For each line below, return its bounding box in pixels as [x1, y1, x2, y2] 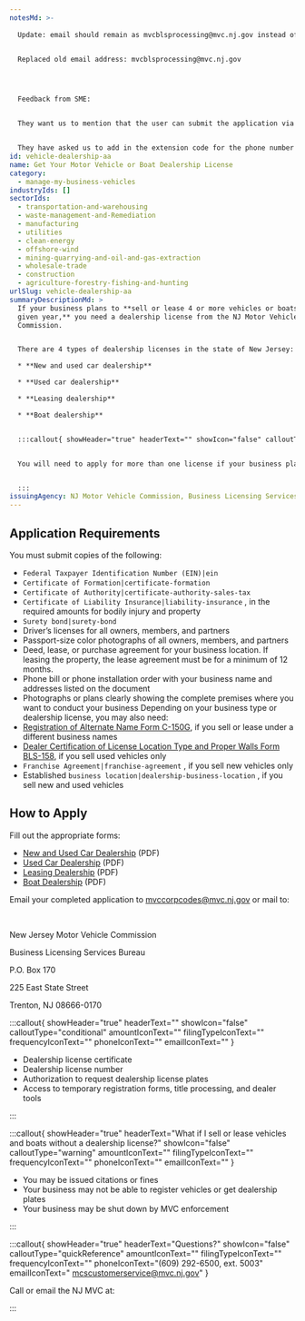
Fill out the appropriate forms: [9, 830, 121, 841]
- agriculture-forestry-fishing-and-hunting [17, 279, 189, 288]
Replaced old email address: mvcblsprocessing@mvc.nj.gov [17, 54, 242, 64]
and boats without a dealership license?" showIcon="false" [9, 1137, 231, 1148]
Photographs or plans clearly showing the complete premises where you [22, 692, 294, 704]
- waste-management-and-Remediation [17, 211, 156, 221]
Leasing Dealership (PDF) [22, 866, 119, 877]
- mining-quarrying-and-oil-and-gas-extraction [17, 253, 202, 262]
